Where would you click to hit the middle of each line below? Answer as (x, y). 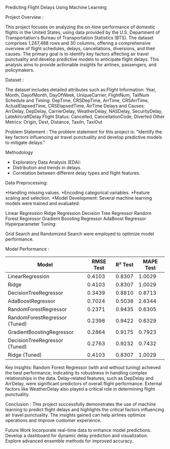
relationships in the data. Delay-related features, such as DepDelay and (79, 378)
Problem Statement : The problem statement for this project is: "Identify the (84, 132)
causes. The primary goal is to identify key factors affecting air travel (77, 54)
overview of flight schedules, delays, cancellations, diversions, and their (80, 48)
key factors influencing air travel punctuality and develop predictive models (84, 137)
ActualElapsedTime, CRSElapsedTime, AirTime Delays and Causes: (75, 106)
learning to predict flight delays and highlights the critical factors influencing (85, 409)
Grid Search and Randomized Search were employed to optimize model (80, 234)
